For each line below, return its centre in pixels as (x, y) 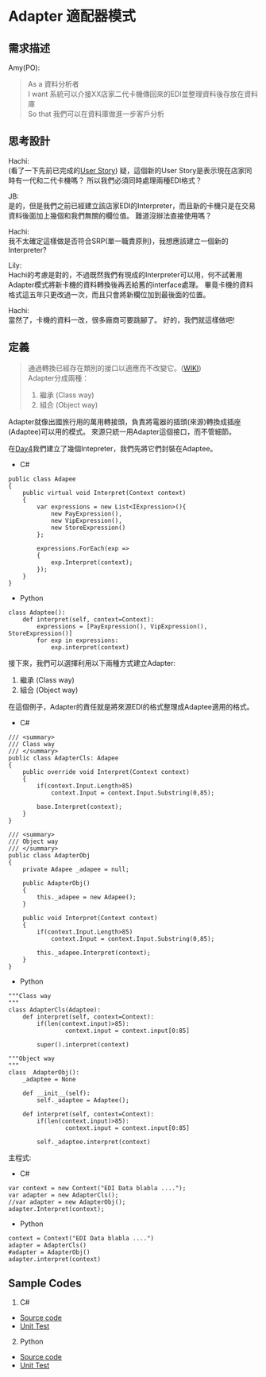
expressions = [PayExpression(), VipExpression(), (122, 626)
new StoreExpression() (88, 528)
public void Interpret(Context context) (90, 918)
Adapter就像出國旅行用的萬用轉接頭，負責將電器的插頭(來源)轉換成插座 (125, 421)
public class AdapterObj (49, 855)
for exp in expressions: (78, 640)
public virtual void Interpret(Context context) (104, 493)
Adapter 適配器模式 (72, 16)
